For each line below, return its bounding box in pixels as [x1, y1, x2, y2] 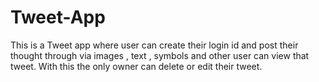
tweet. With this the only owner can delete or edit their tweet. [10, 60, 263, 72]
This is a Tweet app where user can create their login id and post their [10, 39, 299, 51]
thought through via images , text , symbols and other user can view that [10, 49, 310, 61]
